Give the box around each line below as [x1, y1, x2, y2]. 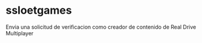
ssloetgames [5, 4, 72, 17]
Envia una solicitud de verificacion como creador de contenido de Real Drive [5, 23, 197, 30]
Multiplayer [5, 29, 34, 36]
